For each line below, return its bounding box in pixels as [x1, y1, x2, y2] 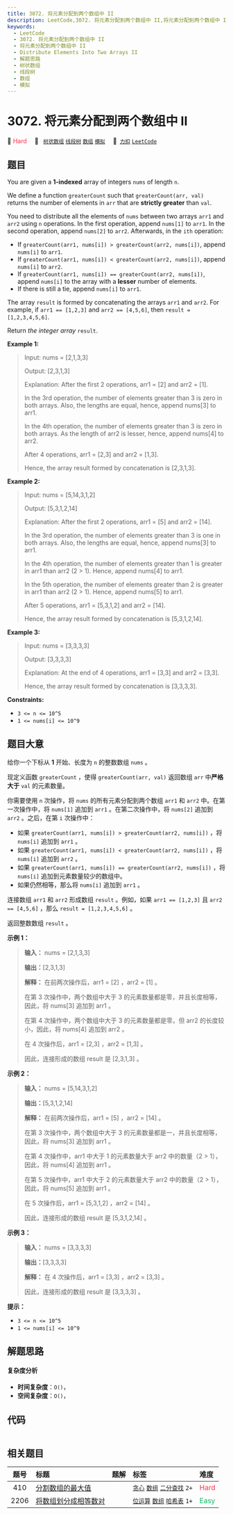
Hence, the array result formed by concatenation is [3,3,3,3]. [24, 682, 198, 690]
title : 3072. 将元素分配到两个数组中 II [7, 10, 114, 17]
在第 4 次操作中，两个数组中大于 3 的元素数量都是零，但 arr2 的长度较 [24, 1016, 225, 1025]
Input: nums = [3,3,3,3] [24, 641, 90, 650]
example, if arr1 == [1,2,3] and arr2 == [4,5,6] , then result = [7, 305, 191, 314]
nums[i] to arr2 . [17, 262, 63, 271]
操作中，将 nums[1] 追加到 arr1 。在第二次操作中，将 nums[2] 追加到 [19, 805, 214, 813]
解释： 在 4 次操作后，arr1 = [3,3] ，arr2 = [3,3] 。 [24, 1272, 168, 1281]
